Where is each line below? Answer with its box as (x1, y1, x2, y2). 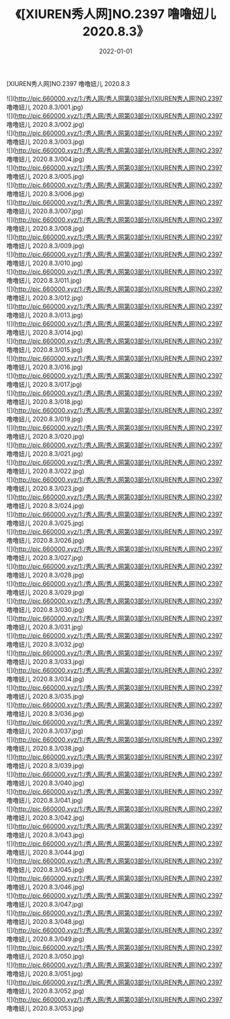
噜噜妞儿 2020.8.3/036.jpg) (6, 709, 85, 717)
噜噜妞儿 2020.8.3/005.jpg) (6, 172, 85, 180)
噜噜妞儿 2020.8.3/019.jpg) (6, 415, 84, 423)
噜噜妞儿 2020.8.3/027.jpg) (6, 553, 84, 561)
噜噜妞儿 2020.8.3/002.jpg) (6, 120, 85, 128)
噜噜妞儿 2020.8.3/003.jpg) (6, 137, 85, 146)
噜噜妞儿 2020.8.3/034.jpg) (6, 674, 85, 683)
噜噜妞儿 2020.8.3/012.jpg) (6, 293, 84, 302)
